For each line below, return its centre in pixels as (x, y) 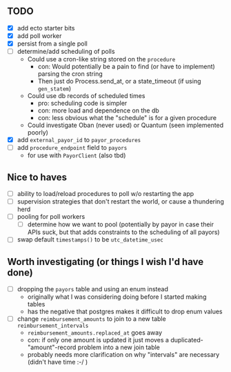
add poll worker (39, 36)
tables (36, 304)
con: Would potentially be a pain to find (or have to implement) (126, 67)
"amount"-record (52, 347)
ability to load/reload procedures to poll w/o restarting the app (106, 194)
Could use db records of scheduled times (86, 96)
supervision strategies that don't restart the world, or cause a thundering (120, 202)
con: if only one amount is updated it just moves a (98, 340)
